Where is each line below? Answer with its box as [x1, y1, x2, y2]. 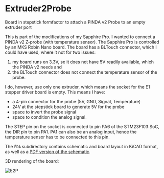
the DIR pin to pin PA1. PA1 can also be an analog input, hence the [5, 129, 137, 134]
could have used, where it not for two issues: [5, 49, 96, 55]
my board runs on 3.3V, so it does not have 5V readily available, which [12, 59, 154, 65]
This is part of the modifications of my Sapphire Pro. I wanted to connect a [5, 34, 156, 40]
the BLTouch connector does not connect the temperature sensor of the [12, 69, 158, 75]
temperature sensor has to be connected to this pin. [5, 134, 110, 140]
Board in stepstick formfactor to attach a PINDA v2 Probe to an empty [5, 19, 146, 25]
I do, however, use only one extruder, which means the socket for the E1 [5, 84, 150, 89]
